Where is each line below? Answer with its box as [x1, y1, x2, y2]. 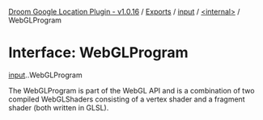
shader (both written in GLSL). [8, 102, 109, 112]
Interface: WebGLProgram [8, 43, 189, 62]
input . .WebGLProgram [8, 70, 83, 80]
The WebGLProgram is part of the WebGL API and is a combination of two [8, 85, 255, 95]
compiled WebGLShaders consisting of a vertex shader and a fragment [8, 94, 245, 104]
